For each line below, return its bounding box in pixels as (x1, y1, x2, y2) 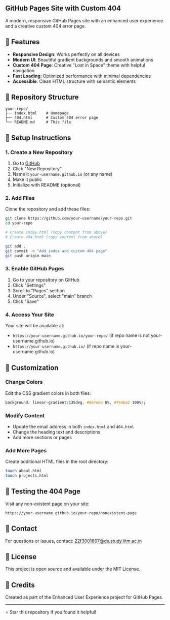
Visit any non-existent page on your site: (5, 501, 90, 507)
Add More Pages (5, 447, 47, 454)
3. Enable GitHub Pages (5, 265, 64, 272)
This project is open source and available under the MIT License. (5, 566, 141, 572)
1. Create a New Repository (5, 148, 73, 156)
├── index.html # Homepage (5, 111, 69, 116)
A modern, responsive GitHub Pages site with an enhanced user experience (5, 17, 163, 23)
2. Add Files (5, 195, 35, 202)
